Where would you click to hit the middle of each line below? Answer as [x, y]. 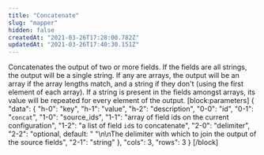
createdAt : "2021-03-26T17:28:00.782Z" [74, 37]
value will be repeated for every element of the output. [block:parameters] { [131, 101]
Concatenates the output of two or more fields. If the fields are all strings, [128, 67]
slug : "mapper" [33, 23]
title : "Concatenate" [44, 15]
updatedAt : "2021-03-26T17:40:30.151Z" [74, 45]
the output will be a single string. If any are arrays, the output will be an [124, 76]
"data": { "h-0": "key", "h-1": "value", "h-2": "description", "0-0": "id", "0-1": [131, 109]
